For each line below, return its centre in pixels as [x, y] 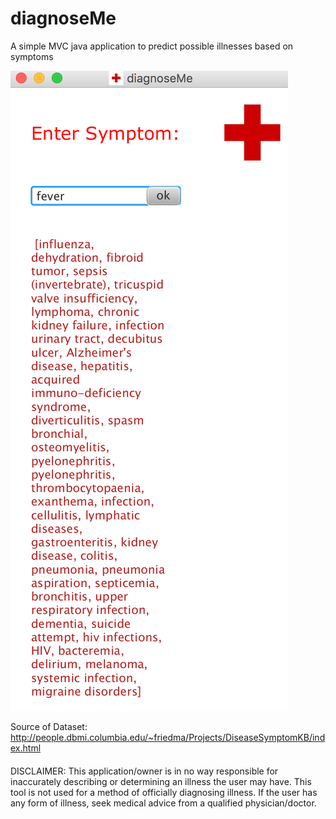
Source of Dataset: [49, 726]
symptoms [32, 56]
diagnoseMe [63, 18]
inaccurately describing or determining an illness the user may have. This [161, 781]
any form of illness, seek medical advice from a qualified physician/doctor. [163, 803]
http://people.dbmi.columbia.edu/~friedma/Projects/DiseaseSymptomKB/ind [168, 737]
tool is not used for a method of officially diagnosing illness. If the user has [164, 792]
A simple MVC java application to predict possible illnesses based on [152, 46]
